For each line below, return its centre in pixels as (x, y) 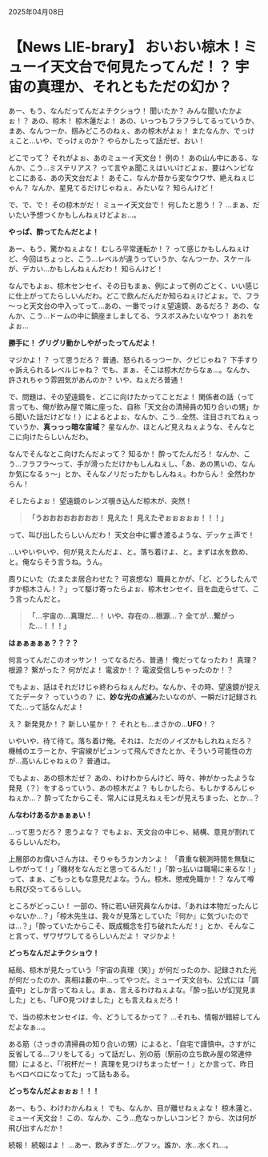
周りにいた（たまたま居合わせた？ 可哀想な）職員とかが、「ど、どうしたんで (133, 578)
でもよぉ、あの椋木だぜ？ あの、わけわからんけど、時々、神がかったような (132, 778)
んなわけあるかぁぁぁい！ (50, 815)
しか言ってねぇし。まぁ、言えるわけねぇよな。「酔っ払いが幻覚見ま (146, 990)
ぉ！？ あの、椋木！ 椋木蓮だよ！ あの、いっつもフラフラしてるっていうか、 (134, 120)
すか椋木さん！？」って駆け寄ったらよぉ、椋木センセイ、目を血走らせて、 (131, 589)
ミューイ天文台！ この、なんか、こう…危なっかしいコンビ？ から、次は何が (132, 1118)
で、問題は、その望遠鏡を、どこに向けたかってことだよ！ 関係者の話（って (131, 396)
